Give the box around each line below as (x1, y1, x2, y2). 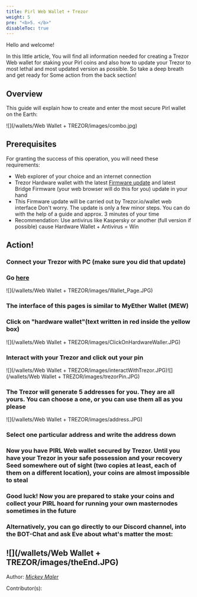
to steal (6, 476, 28, 485)
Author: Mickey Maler (6, 573, 59, 580)
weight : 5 (6, 14, 31, 20)
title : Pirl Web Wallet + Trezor (6, 8, 89, 15)
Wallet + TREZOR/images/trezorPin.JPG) (41, 373, 140, 380)
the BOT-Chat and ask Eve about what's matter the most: (6, 530, 173, 538)
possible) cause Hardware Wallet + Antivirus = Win (14, 223, 139, 230)
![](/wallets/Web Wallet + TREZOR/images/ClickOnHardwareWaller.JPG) (6, 338, 181, 346)
